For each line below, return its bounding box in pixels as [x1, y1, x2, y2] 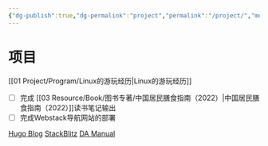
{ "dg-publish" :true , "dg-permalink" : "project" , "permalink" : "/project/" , [8, 11, 251, 20]
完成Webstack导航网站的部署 [19, 113, 116, 122]
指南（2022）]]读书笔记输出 [26, 102, 116, 112]
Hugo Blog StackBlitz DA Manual [8, 129, 116, 138]
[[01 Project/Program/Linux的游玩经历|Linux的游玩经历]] [8, 76, 192, 86]
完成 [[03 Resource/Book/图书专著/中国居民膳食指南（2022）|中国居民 [19, 93, 253, 102]
